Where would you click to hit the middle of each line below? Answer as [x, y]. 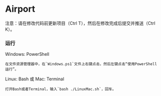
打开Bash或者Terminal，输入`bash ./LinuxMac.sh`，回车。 [61, 89]
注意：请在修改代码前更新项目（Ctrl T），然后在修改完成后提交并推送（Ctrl [80, 23]
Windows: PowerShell [27, 54]
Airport [20, 9]
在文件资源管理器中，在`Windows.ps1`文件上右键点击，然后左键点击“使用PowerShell [81, 64]
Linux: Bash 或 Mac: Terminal [35, 79]
